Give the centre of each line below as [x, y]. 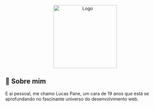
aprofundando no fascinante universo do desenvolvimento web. [72, 99]
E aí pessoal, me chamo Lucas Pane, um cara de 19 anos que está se [77, 93]
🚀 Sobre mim [26, 82]
